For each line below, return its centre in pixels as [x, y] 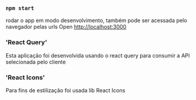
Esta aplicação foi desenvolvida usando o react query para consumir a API [98, 55]
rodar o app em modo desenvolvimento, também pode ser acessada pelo [96, 20]
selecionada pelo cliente [36, 62]
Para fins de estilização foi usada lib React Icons [66, 90]
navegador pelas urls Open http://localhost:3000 [66, 27]
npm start [20, 8]
